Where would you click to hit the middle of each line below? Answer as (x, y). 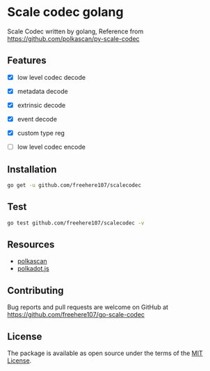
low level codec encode (51, 147)
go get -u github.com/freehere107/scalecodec (74, 185)
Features (27, 61)
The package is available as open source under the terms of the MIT (105, 353)
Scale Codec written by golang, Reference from (75, 31)
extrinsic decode (41, 105)
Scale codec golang (65, 12)
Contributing (35, 290)
